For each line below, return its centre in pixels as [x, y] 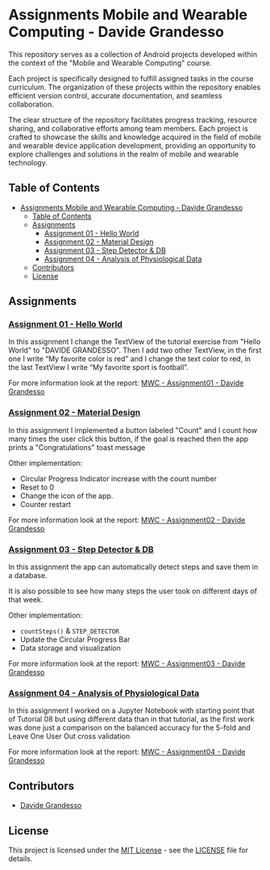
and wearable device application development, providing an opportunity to [132, 145]
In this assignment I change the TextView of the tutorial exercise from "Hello [135, 342]
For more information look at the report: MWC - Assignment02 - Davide [127, 520]
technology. [28, 162]
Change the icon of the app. [66, 495]
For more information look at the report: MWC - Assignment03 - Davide [127, 664]
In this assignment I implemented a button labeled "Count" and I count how [133, 430]
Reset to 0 [37, 487]
